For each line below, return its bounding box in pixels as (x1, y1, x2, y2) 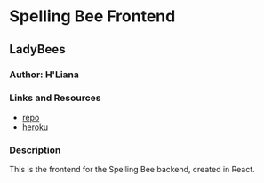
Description (9, 144, 61, 156)
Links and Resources (9, 91, 101, 104)
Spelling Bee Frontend (9, 6, 176, 27)
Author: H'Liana (9, 68, 80, 81)
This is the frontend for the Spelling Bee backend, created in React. (9, 164, 255, 175)
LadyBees (9, 42, 66, 57)
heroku (21, 122, 49, 132)
